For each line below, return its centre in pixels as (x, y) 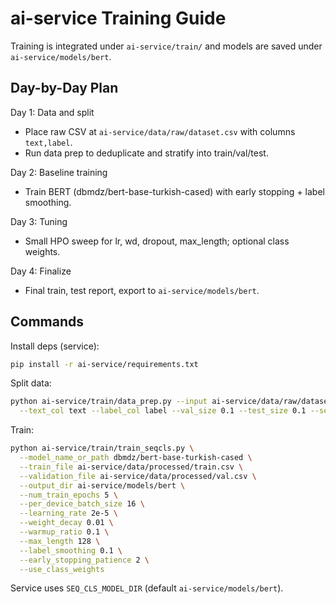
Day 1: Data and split (52, 112)
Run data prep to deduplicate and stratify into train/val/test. (146, 153)
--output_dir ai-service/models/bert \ (102, 485)
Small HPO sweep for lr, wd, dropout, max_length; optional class (157, 241)
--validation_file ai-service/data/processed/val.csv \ (138, 476)
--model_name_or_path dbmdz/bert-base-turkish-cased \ (136, 458)
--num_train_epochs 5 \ (68, 495)
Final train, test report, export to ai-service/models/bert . (142, 290)
